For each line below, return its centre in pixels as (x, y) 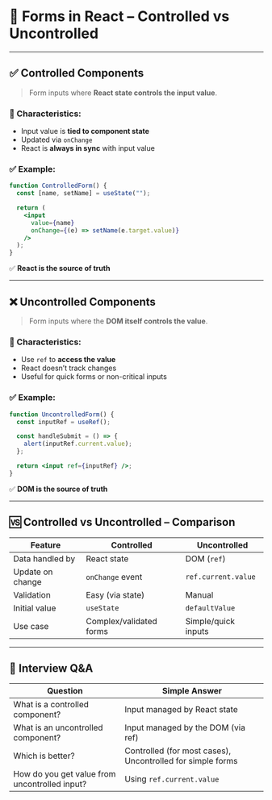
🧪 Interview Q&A (51, 668)
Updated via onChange (56, 140)
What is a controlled (51, 705)
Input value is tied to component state (85, 131)
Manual (199, 594)
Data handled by (44, 558)
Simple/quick (210, 621)
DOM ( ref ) (205, 558)
